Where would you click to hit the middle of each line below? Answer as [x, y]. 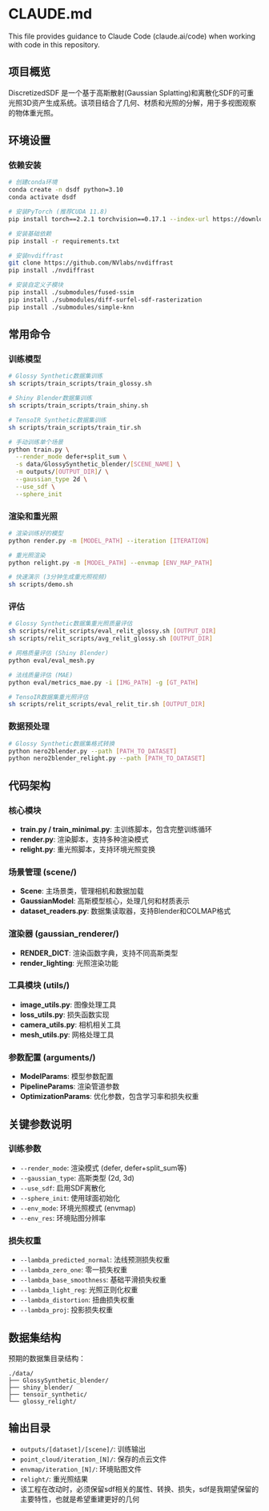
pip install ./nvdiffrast [51, 271]
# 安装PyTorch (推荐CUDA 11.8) [58, 212]
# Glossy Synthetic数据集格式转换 [62, 743]
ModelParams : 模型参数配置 [66, 1077]
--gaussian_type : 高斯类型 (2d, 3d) [77, 1178]
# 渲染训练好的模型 [36, 533]
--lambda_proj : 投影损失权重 [66, 1310]
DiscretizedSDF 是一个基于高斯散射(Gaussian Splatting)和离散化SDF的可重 [131, 92]
